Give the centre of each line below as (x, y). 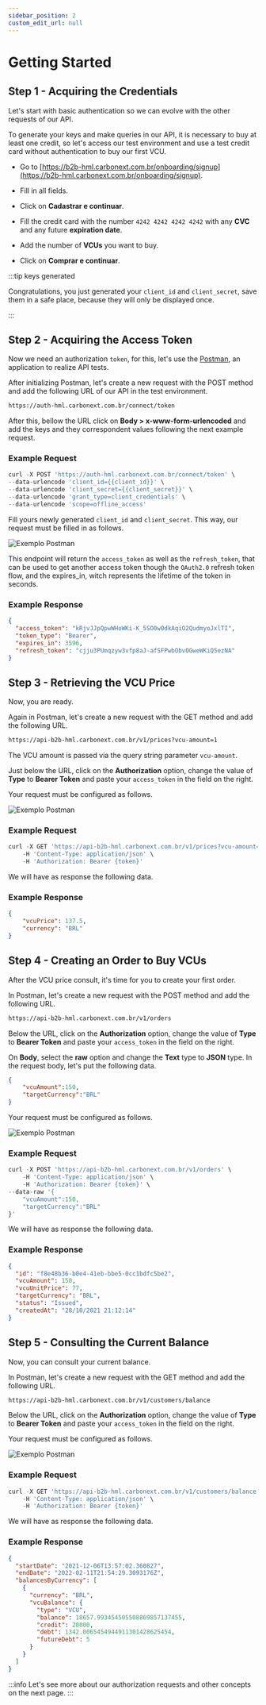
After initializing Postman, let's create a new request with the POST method (131, 383)
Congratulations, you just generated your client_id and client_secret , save (133, 291)
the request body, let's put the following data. (82, 1065)
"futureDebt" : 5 (63, 1640)
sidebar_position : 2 (42, 15)
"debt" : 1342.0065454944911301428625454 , (106, 1632)
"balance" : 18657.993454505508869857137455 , (111, 1617)
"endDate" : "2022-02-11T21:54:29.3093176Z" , (90, 1573)
